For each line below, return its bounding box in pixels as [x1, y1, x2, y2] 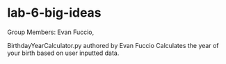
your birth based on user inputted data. [7, 49, 120, 57]
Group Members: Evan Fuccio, [7, 28, 95, 36]
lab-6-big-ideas [7, 5, 102, 21]
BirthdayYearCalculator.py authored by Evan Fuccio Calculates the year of [7, 41, 219, 49]
